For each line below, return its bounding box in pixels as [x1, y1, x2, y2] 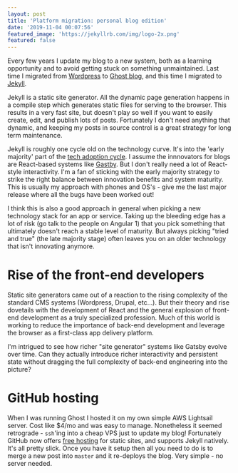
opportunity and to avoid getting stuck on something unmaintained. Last [7, 64, 219, 73]
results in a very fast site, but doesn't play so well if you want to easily [7, 108, 213, 117]
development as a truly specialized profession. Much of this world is [20, 313, 221, 322]
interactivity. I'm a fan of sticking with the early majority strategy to [23, 168, 219, 176]
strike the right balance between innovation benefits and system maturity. [7, 176, 224, 184]
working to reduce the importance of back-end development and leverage [7, 321, 225, 330]
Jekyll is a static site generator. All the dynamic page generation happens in [7, 93, 230, 102]
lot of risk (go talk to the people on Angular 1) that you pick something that [7, 219, 226, 228]
